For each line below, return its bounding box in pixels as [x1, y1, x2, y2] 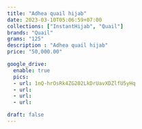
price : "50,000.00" [7, 49, 63, 56]
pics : [13, 73, 29, 80]
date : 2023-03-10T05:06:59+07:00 [7, 16, 102, 23]
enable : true [13, 67, 51, 74]
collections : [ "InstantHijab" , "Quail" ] [7, 23, 124, 30]
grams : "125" [7, 36, 44, 43]
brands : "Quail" [7, 29, 53, 36]
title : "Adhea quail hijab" [7, 10, 87, 17]
